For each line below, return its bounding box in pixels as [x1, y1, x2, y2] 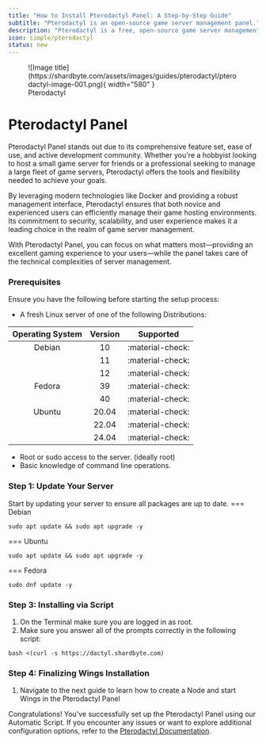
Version [89, 329, 120, 340]
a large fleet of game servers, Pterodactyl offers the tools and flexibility [8, 167, 241, 177]
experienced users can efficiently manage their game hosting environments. [8, 208, 257, 218]
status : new [8, 41, 47, 49]
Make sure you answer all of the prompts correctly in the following [19, 625, 236, 634]
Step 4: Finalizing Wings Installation [8, 667, 150, 678]
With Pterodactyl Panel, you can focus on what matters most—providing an [8, 240, 253, 250]
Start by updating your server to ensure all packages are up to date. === [8, 498, 245, 508]
